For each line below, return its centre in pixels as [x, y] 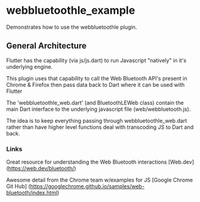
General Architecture [47, 46]
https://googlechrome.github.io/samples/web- [87, 186]
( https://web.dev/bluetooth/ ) [41, 168]
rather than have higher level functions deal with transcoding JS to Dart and [100, 127]
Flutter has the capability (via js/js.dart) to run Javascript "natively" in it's [96, 60]
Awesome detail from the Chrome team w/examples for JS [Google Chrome [100, 180]
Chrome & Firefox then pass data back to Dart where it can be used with [95, 85]
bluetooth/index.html [32, 193]
